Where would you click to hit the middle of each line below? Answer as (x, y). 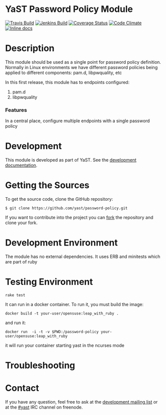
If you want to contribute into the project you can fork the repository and (79, 218)
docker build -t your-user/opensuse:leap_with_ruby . (62, 313)
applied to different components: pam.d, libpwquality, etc (64, 73)
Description (30, 48)
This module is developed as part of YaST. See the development (71, 160)
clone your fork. (22, 223)
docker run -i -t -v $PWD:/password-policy (52, 332)
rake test (15, 295)
